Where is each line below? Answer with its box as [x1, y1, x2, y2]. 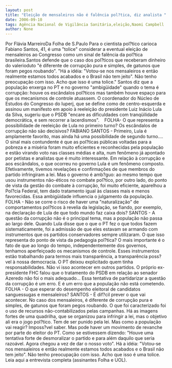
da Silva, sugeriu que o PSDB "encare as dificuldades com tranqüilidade [5, 111, 158, 118]
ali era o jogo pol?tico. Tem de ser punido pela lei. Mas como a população [5, 319, 161, 325]
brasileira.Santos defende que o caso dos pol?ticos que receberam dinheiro [5, 57, 166, 63]
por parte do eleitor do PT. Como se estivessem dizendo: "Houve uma [5, 330, 154, 336]
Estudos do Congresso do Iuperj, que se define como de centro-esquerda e [5, 101, 166, 107]
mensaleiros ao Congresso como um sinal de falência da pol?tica [5, 52, 143, 58]
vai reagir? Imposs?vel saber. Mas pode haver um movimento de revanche [5, 324, 163, 331]
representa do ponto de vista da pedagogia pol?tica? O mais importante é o [5, 237, 165, 243]
